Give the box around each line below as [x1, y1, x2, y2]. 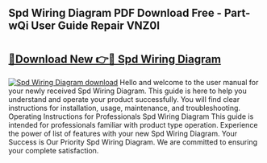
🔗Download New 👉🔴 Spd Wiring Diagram [8, 52, 222, 66]
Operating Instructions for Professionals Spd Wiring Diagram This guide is [8, 112, 254, 121]
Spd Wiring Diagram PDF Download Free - [8, 6, 222, 20]
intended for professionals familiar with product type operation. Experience [8, 120, 258, 129]
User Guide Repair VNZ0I [31, 19, 160, 33]
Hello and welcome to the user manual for [119, 78, 259, 87]
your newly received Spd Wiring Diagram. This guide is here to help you [8, 86, 248, 96]
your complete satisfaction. [8, 146, 99, 155]
